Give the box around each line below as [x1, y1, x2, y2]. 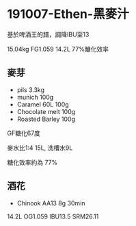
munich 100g [16, 93, 54, 101]
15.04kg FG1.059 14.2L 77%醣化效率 [7, 45, 109, 53]
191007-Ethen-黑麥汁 [7, 6, 129, 22]
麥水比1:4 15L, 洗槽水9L [7, 144, 73, 152]
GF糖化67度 [7, 128, 41, 137]
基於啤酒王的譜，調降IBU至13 [7, 30, 90, 38]
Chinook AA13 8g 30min [16, 199, 85, 207]
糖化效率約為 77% [7, 158, 58, 166]
